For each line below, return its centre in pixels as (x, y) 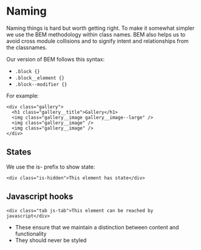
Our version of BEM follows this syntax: (56, 59)
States (19, 152)
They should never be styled (51, 240)
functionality (31, 234)
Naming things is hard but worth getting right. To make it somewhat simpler (101, 28)
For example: (23, 95)
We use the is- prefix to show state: (51, 167)
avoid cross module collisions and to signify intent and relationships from (98, 41)
